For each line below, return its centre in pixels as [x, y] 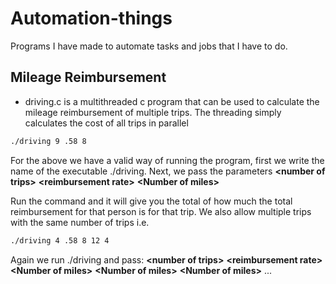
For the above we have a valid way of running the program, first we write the [167, 160]
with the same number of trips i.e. [80, 222]
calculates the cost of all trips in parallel [106, 123]
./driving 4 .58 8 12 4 [60, 240]
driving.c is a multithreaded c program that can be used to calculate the [172, 101]
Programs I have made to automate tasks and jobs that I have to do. [149, 46]
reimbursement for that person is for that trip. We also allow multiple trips [161, 211]
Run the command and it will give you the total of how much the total [151, 201]
